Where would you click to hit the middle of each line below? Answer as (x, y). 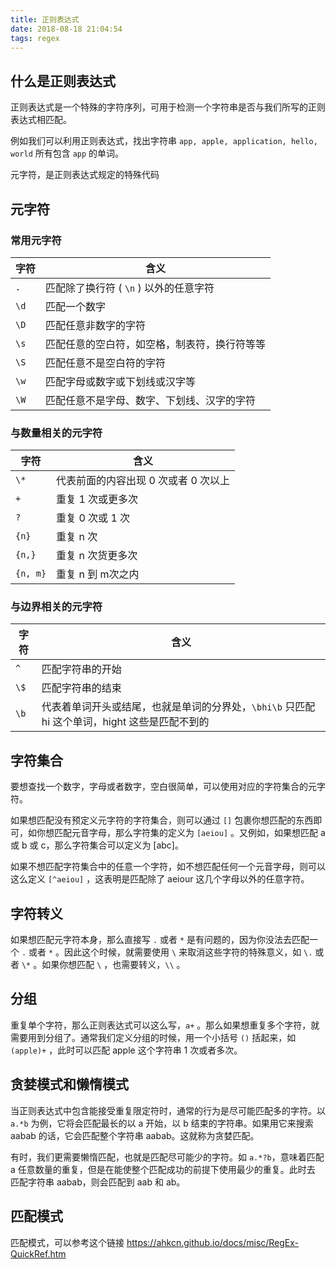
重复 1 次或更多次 (97, 499)
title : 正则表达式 (45, 19)
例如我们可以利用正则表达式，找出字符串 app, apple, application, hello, (164, 141)
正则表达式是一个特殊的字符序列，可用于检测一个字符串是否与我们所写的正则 (168, 107)
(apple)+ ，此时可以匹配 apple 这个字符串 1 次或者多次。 (126, 1050)
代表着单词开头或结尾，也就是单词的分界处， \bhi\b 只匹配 (178, 707)
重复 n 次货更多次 (97, 556)
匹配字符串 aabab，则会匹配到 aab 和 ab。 (98, 1182)
